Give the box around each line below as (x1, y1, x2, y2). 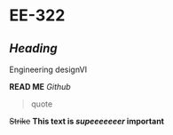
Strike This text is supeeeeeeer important (9, 116, 164, 126)
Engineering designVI (9, 64, 87, 75)
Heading (9, 41, 58, 56)
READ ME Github (9, 82, 71, 91)
